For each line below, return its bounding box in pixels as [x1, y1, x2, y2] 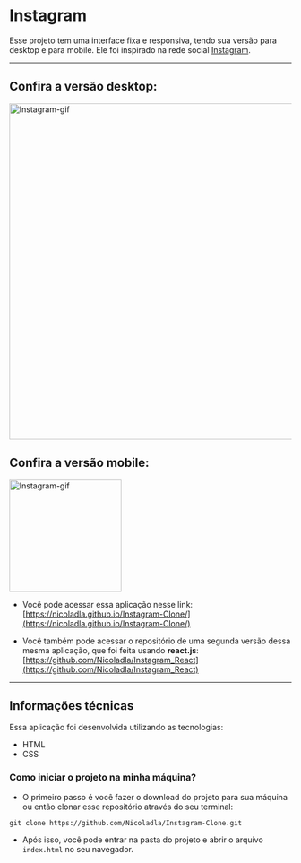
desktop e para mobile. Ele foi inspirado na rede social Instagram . [9, 44, 251, 55]
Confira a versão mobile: [9, 455, 150, 470]
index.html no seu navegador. [21, 843, 134, 854]
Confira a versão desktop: [9, 79, 158, 94]
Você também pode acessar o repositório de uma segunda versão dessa [21, 635, 291, 646]
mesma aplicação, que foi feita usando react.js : [21, 644, 199, 655]
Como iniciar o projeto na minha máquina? [9, 772, 197, 784]
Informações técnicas [9, 698, 134, 713]
